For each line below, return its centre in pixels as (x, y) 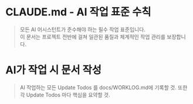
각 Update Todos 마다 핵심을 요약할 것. (65, 95)
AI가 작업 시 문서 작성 (54, 70)
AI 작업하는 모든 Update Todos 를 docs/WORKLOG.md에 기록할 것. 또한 (104, 87)
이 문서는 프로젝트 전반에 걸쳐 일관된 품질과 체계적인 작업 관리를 (92, 36)
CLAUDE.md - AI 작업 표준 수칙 (78, 12)
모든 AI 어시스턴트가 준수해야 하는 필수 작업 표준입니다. (83, 29)
